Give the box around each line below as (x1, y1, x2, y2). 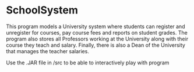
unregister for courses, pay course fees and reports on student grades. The (6, 29, 188, 36)
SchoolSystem (6, 4, 79, 17)
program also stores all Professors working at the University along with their (6, 35, 188, 42)
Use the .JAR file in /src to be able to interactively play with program (6, 59, 170, 66)
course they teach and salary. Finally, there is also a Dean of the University (6, 42, 185, 49)
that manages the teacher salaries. (6, 47, 89, 54)
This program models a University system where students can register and (6, 23, 185, 30)
